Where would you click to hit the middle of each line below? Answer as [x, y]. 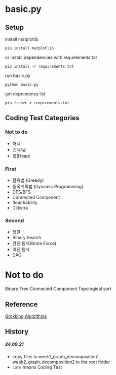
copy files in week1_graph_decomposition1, [56, 357]
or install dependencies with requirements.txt [51, 57]
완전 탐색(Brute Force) [34, 244]
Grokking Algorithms [26, 316]
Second [15, 220]
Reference [21, 304]
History [17, 332]
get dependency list [25, 94]
